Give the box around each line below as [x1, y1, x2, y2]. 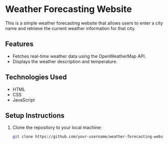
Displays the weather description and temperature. [12, 58, 118, 64]
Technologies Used [5, 73, 67, 81]
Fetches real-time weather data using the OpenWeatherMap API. [12, 53, 146, 59]
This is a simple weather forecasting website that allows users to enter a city [5, 20, 163, 26]
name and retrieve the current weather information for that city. [5, 25, 136, 31]
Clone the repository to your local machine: [12, 124, 102, 130]
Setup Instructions [5, 111, 65, 119]
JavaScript [12, 96, 35, 103]
